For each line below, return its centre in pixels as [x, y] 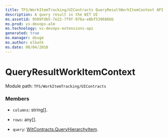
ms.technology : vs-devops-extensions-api [49, 29]
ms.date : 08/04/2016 [27, 47]
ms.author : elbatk [24, 43]
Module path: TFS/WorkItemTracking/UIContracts [56, 86]
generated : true [22, 33]
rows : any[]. [24, 119]
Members [17, 99]
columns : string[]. [30, 110]
